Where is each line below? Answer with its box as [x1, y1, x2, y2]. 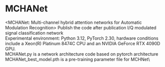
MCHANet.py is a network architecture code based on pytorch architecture [5, 51, 159, 57]
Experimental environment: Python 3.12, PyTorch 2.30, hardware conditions [5, 35, 159, 41]
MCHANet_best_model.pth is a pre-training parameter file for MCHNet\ [5, 56, 150, 62]
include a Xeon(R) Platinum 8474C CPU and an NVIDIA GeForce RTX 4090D [5, 40, 161, 46]
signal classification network [5, 30, 63, 36]
